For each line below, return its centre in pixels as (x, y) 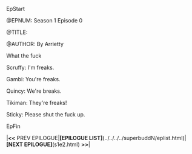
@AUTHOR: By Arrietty (35, 44)
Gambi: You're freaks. (33, 79)
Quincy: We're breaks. (34, 91)
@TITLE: (17, 32)
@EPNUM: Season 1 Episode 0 (45, 20)
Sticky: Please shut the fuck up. (46, 114)
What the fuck (24, 56)
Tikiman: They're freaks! (37, 103)
